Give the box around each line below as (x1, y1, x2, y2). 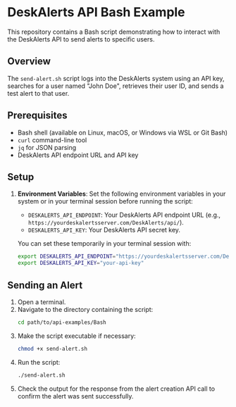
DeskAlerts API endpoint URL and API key (17, 151, 139, 159)
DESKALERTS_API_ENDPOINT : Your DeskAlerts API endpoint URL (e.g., (27, 211, 221, 219)
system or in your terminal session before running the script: (17, 197, 194, 206)
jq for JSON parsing (17, 143, 77, 151)
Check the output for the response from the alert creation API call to (17, 384, 216, 393)
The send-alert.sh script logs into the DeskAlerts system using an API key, (7, 74, 225, 82)
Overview (7, 56, 51, 68)
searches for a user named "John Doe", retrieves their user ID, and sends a (7, 82, 224, 90)
